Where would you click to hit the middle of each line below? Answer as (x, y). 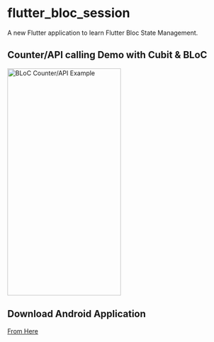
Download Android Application (77, 314)
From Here (23, 331)
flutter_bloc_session (69, 13)
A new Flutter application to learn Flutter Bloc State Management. (103, 33)
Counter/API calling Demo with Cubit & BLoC (107, 55)
